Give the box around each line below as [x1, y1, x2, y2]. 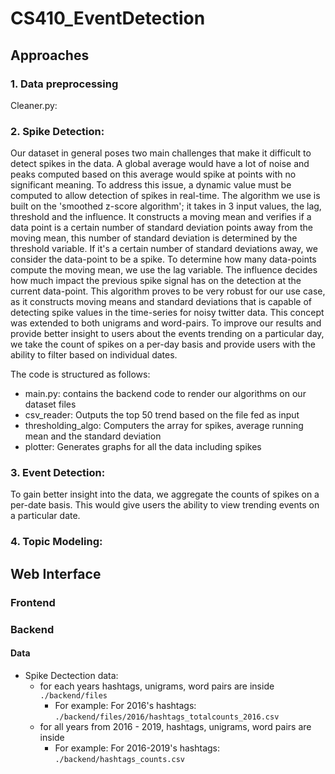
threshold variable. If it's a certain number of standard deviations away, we [10, 243, 318, 255]
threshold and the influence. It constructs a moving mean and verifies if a [10, 211, 312, 223]
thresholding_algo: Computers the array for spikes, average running [24, 420, 304, 432]
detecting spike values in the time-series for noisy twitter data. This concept [10, 307, 325, 319]
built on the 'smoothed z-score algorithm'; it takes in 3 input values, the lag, [10, 200, 322, 212]
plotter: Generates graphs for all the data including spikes [24, 441, 262, 453]
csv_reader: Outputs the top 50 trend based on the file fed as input [24, 409, 300, 421]
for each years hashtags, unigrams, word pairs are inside [39, 680, 275, 692]
